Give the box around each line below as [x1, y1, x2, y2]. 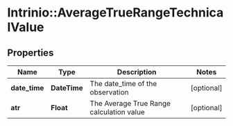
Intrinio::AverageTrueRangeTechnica [7, 5, 224, 21]
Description [116, 67, 157, 76]
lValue [7, 19, 44, 35]
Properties [7, 47, 54, 59]
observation [89, 87, 130, 97]
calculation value [89, 107, 146, 116]
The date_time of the [89, 79, 157, 88]
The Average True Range [89, 98, 171, 108]
